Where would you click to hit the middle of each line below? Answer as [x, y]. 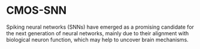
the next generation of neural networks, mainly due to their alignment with [98, 33]
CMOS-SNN [37, 10]
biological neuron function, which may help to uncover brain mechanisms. [97, 39]
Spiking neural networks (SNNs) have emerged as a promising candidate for [100, 27]
